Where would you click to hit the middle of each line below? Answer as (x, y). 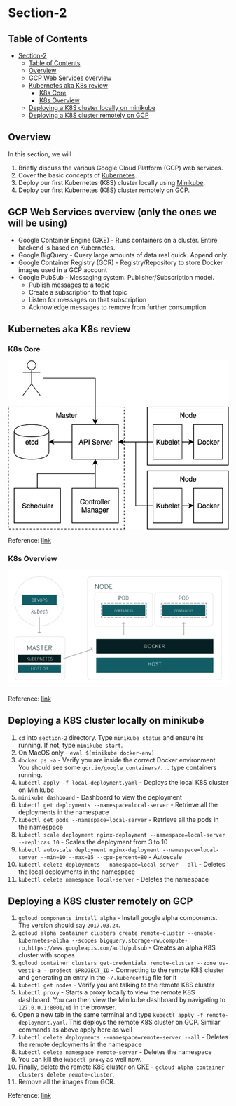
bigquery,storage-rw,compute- (144, 941)
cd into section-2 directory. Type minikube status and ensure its (111, 737)
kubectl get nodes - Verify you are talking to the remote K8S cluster (116, 985)
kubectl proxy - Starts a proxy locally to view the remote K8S (106, 992)
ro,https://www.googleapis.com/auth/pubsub (83, 948)
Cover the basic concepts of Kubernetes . (77, 175)
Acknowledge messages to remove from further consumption (117, 307)
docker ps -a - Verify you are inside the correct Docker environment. (118, 760)
